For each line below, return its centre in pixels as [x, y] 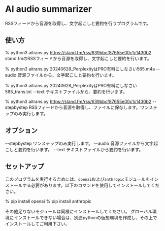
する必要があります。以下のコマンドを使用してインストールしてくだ [91, 185]
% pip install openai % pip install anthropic [48, 201]
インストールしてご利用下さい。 [37, 224]
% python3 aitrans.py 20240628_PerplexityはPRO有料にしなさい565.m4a [80, 69]
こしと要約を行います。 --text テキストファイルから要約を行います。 [74, 149]
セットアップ [25, 166]
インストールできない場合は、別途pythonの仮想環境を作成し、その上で [85, 218]
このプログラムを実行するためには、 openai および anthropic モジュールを [78, 179]
